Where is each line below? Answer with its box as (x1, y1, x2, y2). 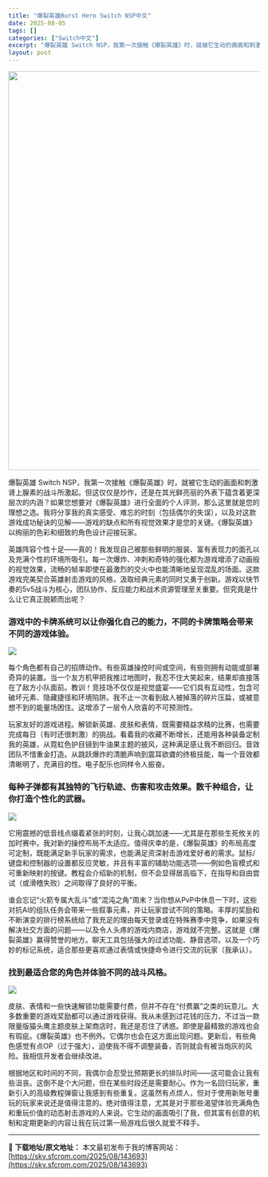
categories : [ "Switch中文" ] (8, 34, 100, 42)
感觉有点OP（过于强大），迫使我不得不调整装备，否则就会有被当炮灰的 (14, 1041, 246, 1050)
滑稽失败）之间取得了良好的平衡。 (29, 878, 141, 887)
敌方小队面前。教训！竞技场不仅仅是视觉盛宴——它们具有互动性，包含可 (22, 683, 260, 693)
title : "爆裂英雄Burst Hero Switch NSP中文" (8, 11, 152, 20)
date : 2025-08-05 (8, 19, 66, 27)
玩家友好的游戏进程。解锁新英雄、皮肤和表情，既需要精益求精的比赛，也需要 (8, 720, 260, 729)
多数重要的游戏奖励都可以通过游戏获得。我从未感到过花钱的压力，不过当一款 (8, 1011, 260, 1021)
